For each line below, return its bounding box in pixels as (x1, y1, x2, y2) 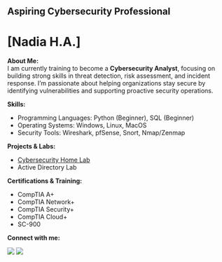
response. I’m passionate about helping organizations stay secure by (7, 79, 206, 88)
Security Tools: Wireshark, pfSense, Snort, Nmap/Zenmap (17, 129, 186, 137)
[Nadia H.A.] (7, 34, 81, 50)
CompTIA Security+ (17, 205, 75, 214)
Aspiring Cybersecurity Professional (7, 6, 171, 18)
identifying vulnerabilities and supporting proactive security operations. (7, 87, 214, 95)
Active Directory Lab (17, 163, 77, 172)
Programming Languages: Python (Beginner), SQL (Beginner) (17, 113, 195, 122)
